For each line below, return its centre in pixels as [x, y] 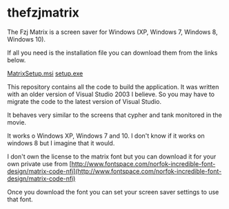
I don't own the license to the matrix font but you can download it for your [112, 156]
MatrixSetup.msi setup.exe [45, 73]
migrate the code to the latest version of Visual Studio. [84, 101]
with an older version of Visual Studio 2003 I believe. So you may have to [111, 94]
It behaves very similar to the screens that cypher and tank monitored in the [114, 115]
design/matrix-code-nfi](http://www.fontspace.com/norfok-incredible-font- [114, 171]
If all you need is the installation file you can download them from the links [112, 53]
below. [17, 60]
